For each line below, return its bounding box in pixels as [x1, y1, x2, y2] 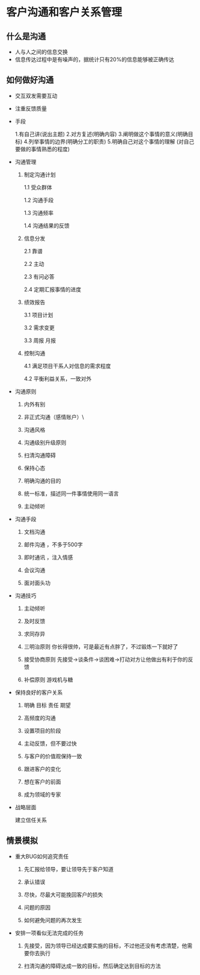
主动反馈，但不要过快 [23, 740, 77, 747]
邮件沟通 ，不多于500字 [23, 541, 83, 548]
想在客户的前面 [23, 778, 61, 785]
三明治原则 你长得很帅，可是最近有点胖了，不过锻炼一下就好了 [23, 643, 178, 650]
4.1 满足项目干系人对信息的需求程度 [23, 362, 111, 369]
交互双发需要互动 [14, 92, 58, 99]
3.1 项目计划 [23, 311, 53, 318]
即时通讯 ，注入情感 [23, 554, 73, 561]
